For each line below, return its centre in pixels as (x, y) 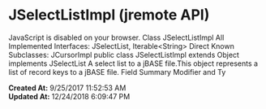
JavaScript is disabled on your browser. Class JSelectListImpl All (116, 37)
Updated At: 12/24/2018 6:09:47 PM (69, 96)
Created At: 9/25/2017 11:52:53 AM (67, 88)
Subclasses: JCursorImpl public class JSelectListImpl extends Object (124, 54)
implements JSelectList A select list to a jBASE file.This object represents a (133, 63)
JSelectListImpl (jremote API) (109, 15)
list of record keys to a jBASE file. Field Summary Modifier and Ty (117, 72)
